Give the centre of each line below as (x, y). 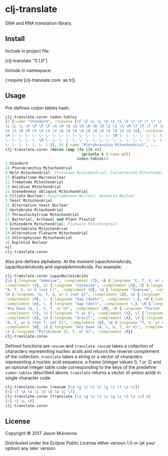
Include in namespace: (28, 70)
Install (15, 39)
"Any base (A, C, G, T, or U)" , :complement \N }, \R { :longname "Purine (82, 308)
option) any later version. (31, 448)
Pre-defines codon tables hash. (38, 108)
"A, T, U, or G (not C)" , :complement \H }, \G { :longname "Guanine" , (79, 290)
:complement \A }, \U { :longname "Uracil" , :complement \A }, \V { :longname (85, 318)
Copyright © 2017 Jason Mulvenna (41, 433)
